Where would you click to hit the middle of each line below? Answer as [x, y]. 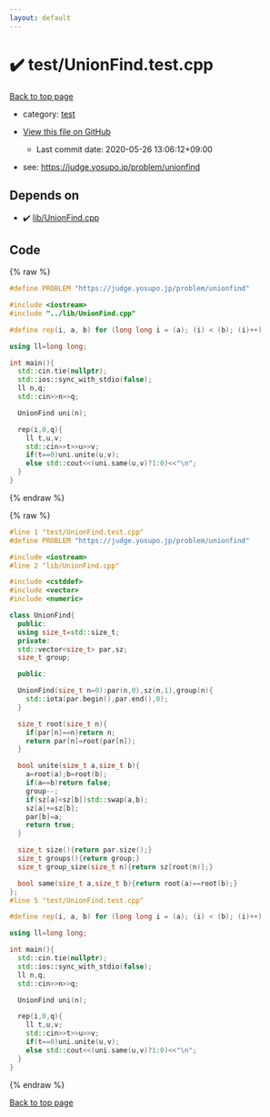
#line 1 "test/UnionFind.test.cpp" [77, 532]
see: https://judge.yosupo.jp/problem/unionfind [111, 167]
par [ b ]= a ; [45, 816]
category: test [49, 114]
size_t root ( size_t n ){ [62, 724]
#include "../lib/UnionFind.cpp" [73, 313]
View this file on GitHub [67, 131]
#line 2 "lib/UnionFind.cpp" [65, 566]
